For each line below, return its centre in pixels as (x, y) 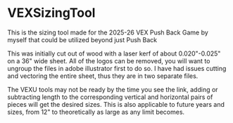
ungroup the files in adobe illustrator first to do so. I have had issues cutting (117, 68)
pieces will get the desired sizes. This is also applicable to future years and (116, 104)
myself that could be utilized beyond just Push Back (82, 39)
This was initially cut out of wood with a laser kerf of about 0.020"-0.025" (114, 53)
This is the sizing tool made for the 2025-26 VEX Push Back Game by (108, 32)
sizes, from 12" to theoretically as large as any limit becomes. (96, 112)
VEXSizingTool (51, 13)
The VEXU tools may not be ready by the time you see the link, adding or (113, 89)
